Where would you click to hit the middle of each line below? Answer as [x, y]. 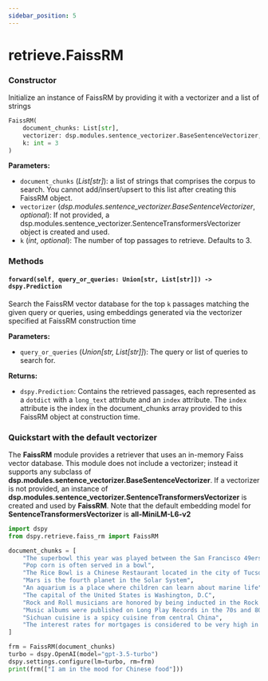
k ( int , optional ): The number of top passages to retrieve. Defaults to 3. [136, 241]
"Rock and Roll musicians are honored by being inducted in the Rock [141, 603]
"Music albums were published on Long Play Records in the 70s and [137, 610]
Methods [26, 261]
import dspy [28, 528]
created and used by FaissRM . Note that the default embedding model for [130, 505]
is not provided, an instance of [58, 488]
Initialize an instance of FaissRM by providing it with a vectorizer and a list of [134, 98]
